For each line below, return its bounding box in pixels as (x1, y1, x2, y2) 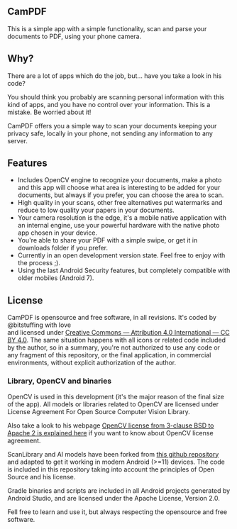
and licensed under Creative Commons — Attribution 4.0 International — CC (7, 328, 230, 337)
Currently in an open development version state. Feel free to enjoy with (17, 251, 226, 260)
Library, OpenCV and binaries (7, 376, 112, 386)
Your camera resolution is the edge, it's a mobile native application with (17, 213, 227, 222)
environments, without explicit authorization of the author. (7, 358, 176, 367)
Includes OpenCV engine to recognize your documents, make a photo (17, 176, 222, 184)
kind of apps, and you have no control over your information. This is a (7, 100, 211, 108)
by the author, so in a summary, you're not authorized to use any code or (7, 343, 220, 352)
